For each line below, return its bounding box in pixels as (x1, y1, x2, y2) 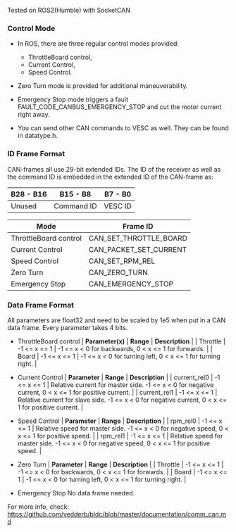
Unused (11, 201, 37, 210)
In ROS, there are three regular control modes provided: (17, 39, 180, 48)
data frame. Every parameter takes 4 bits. (7, 323, 128, 331)
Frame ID (122, 221, 154, 231)
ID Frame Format (7, 149, 66, 159)
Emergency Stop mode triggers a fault (17, 95, 129, 104)
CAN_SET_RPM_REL (88, 256, 156, 266)
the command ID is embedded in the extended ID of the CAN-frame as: (7, 172, 213, 181)
